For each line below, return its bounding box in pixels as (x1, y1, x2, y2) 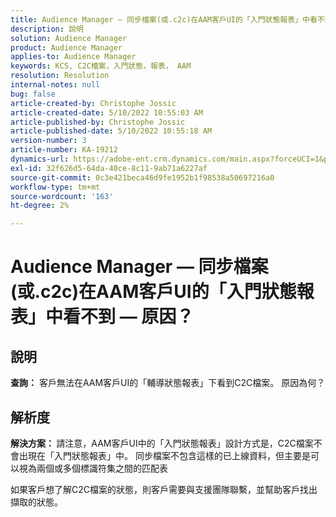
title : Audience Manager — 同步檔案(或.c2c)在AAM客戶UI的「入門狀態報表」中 (10, 14, 310, 25)
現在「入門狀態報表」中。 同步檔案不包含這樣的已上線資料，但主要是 (27, 449, 311, 461)
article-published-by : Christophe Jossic (10, 117, 186, 127)
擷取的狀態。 (10, 496, 63, 508)
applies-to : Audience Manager (10, 52, 137, 62)
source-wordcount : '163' (10, 191, 114, 201)
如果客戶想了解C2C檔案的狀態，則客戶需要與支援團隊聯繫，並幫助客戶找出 (10, 483, 318, 495)
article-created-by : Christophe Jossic (10, 98, 177, 108)
